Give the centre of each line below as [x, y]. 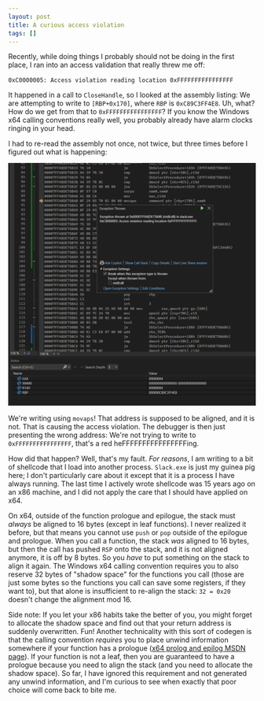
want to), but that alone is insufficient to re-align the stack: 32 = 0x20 [119, 591]
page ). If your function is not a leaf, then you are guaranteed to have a [121, 656]
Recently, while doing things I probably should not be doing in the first [121, 57]
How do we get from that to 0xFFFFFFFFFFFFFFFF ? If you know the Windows [129, 112]
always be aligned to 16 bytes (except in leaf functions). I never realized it [127, 524]
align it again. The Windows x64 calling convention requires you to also [123, 566]
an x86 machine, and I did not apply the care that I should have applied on [128, 491]
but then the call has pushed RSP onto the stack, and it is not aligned [118, 549]
